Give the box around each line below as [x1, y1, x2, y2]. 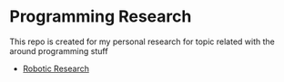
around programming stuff [9, 45, 108, 56]
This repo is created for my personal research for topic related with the [9, 36, 275, 47]
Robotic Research [22, 63, 89, 74]
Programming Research [9, 6, 192, 27]
